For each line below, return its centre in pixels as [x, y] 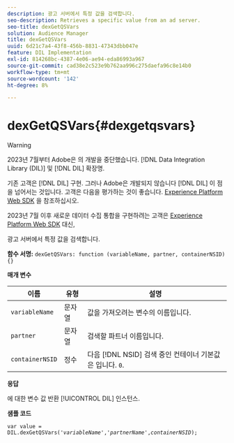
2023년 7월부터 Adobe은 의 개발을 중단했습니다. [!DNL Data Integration [106, 160]
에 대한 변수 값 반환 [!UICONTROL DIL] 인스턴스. [74, 398]
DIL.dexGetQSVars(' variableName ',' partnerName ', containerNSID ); [102, 433]
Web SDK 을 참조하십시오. [43, 201]
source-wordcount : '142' [43, 79]
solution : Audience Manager [48, 33]
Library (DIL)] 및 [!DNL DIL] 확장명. [56, 168]
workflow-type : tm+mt [39, 72]
